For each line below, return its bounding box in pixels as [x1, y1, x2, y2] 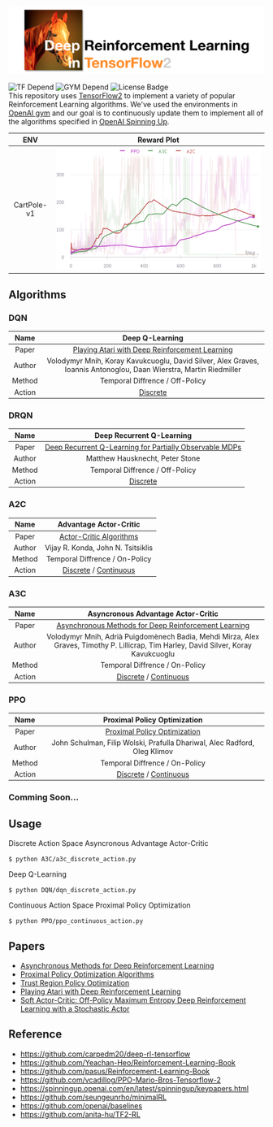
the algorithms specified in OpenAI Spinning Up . [8, 117, 170, 127]
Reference [8, 1027, 63, 1042]
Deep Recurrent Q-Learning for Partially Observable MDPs [44, 442, 242, 453]
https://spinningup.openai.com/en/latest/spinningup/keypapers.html [19, 1083, 249, 1093]
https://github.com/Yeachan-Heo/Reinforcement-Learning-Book [19, 1057, 236, 1067]
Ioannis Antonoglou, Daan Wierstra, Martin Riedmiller [64, 365, 241, 375]
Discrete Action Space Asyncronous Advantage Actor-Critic [8, 839, 209, 848]
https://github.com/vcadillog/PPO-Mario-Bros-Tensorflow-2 [19, 1075, 221, 1085]
